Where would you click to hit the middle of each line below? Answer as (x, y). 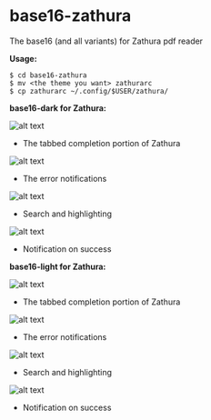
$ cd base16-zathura (49, 75)
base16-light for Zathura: (58, 266)
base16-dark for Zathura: (58, 108)
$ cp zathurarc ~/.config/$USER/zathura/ (89, 91)
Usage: (24, 58)
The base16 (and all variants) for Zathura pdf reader (106, 41)
